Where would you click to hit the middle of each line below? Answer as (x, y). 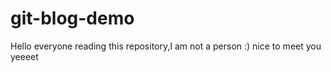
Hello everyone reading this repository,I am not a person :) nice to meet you (166, 46)
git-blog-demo (72, 18)
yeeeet (24, 56)
